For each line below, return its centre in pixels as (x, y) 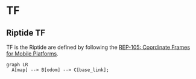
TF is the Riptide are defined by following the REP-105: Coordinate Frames (98, 47)
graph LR (17, 65)
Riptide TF (26, 33)
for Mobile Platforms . (32, 54)
